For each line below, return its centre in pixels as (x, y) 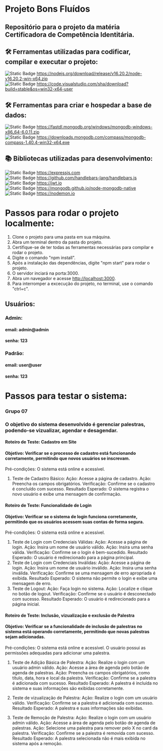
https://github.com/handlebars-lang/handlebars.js (87, 178)
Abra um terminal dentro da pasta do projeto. (57, 242)
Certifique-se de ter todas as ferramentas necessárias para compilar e (83, 247)
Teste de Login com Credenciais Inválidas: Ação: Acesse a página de (81, 563)
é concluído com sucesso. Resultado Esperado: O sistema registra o (81, 489)
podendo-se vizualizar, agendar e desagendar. (62, 430)
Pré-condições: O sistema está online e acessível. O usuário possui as (75, 648)
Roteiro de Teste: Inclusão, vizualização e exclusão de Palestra (70, 615)
